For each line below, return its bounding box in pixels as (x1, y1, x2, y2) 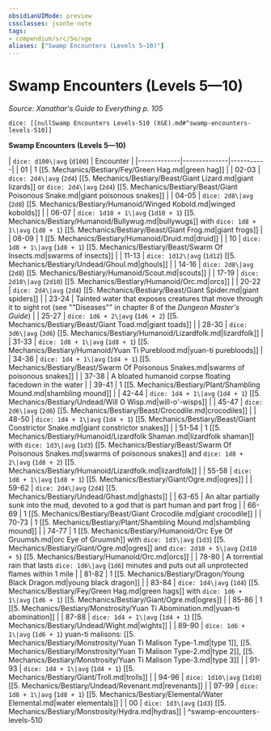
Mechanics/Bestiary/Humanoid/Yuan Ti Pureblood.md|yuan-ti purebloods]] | (8, 346, 263, 355)
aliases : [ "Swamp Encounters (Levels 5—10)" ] (8, 42, 164, 50)
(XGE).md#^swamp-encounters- (153, 119, 252, 128)
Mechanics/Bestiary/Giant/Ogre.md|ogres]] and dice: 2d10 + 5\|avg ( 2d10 (8, 543, 257, 553)
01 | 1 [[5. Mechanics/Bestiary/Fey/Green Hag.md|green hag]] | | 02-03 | (19, 165, 260, 175)
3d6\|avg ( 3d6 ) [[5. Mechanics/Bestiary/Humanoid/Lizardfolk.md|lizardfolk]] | (8, 329, 264, 338)
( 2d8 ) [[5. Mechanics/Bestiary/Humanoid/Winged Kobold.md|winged (8, 199, 236, 209)
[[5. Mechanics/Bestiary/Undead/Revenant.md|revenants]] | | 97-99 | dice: (8, 681, 259, 691)
